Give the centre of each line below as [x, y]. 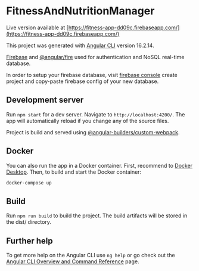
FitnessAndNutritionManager [80, 11]
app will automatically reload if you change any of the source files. [88, 121]
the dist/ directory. [29, 222]
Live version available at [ [37, 27]
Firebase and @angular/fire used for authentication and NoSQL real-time [95, 57]
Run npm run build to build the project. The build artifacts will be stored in [97, 215]
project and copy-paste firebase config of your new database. [83, 81]
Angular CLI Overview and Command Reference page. [73, 261]
